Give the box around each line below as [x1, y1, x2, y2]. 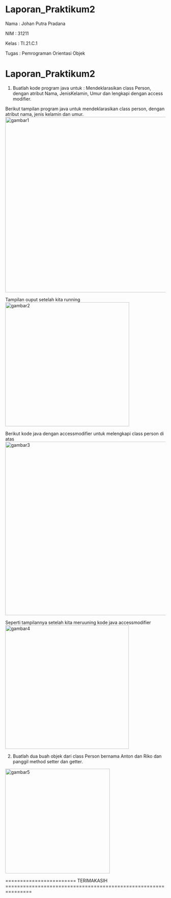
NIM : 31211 [5, 30, 29, 36]
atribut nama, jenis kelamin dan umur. [5, 111, 84, 117]
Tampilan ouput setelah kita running [5, 296, 80, 302]
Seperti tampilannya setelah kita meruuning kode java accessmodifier [5, 619, 151, 625]
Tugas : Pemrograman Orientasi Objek [5, 50, 85, 56]
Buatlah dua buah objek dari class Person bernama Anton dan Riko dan [12, 753, 162, 759]
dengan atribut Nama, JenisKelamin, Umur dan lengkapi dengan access [12, 90, 163, 96]
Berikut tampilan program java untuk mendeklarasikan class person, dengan [5, 106, 165, 112]
